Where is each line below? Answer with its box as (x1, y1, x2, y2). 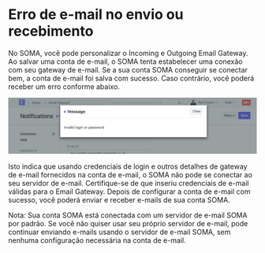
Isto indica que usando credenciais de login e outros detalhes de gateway (8, 162, 248, 171)
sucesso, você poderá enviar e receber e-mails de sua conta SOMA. (8, 195, 230, 205)
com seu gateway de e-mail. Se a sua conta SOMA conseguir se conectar (8, 65, 248, 74)
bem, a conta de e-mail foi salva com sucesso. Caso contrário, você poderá (8, 73, 255, 83)
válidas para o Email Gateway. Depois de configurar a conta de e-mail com (8, 187, 251, 196)
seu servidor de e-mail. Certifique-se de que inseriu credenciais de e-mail (8, 179, 249, 188)
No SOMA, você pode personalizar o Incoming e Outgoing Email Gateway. (8, 48, 248, 58)
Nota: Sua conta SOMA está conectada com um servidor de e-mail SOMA (8, 210, 248, 220)
